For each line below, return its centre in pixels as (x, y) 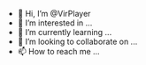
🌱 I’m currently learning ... (65, 32)
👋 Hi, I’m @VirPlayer (54, 14)
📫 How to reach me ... (58, 51)
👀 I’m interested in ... (55, 23)
